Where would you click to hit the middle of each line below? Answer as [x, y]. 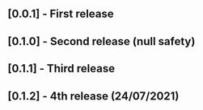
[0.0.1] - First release [61, 14]
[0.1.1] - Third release [61, 69]
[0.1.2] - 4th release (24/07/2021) [93, 96]
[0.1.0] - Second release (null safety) [101, 41]
